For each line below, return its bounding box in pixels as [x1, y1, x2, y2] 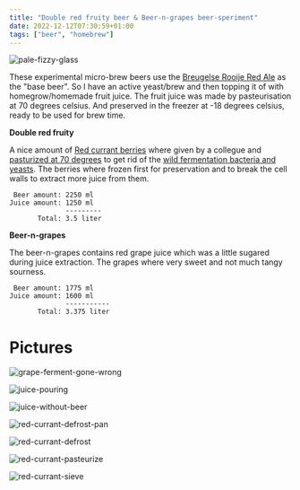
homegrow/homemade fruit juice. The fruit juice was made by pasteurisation [9, 91, 292, 101]
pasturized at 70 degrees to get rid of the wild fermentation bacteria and [9, 154, 276, 165]
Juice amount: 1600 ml [9, 292, 94, 301]
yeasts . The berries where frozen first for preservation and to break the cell [9, 163, 288, 175]
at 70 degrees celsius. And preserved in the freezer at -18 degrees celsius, [9, 101, 285, 111]
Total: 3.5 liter [37, 214, 102, 223]
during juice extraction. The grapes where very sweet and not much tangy [9, 257, 284, 267]
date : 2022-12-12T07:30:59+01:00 [9, 22, 134, 31]
